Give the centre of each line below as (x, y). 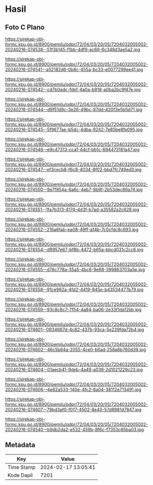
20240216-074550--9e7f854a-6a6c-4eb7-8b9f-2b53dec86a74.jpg (74, 190)
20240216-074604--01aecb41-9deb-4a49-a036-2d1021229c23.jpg (74, 370)
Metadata (20, 445)
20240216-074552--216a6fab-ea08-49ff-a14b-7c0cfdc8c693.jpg (72, 229)
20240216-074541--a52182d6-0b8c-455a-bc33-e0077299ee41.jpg (74, 69)
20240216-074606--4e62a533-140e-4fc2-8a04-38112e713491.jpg (73, 389)
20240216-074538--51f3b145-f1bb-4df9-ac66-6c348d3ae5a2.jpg (73, 49)
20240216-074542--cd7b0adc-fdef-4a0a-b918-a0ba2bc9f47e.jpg (73, 89)
